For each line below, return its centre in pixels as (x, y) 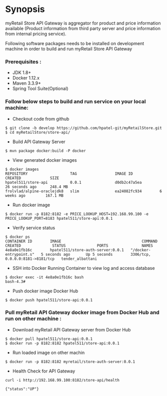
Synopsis (25, 9)
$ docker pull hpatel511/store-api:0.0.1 (49, 339)
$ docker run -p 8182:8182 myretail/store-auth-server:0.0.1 (70, 361)
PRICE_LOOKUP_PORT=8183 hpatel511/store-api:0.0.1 (59, 218)
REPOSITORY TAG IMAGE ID (69, 174)
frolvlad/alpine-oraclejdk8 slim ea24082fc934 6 (84, 191)
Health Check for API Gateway (44, 371)
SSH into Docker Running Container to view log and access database (83, 268)
